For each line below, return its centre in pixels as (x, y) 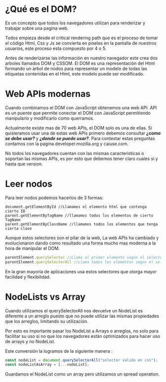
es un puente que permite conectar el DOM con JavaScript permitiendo (78, 113)
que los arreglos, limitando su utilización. (47, 321)
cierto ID (15, 211)
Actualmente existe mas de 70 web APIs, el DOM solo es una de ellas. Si (79, 128)
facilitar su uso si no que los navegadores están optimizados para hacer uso (83, 336)
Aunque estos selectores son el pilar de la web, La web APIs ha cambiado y (82, 237)
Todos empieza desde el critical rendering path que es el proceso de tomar (82, 38)
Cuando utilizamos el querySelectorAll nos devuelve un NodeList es (74, 310)
